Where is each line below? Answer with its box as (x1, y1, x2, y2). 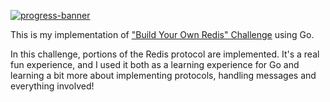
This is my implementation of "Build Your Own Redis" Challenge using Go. (10, 29, 315, 40)
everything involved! (10, 80, 95, 92)
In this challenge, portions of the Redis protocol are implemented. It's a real (10, 48, 320, 60)
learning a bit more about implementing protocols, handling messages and (10, 70, 317, 81)
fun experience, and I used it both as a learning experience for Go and (10, 59, 300, 70)
